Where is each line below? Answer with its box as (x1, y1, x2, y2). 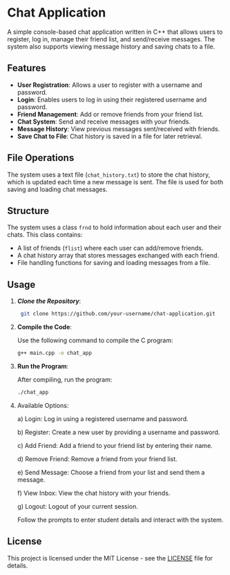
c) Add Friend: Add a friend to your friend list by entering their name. (17, 441, 213, 449)
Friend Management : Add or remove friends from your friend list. (17, 110, 204, 118)
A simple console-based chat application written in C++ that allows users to (7, 28, 223, 36)
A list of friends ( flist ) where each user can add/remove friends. (17, 244, 204, 253)
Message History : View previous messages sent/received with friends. (17, 124, 220, 133)
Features (7, 62, 46, 74)
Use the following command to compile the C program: (17, 336, 173, 344)
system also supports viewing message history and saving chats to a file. (7, 42, 215, 50)
